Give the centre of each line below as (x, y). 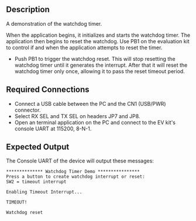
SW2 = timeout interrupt (36, 182)
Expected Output (38, 147)
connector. (27, 110)
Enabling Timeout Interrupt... (44, 192)
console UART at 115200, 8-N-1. (53, 129)
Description (28, 10)
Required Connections (48, 90)
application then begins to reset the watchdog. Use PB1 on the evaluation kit (98, 41)
